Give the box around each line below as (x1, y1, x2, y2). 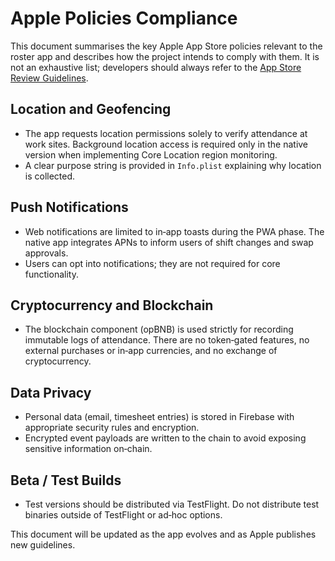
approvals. (24, 247, 69, 259)
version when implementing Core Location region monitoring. (24, 148, 278, 161)
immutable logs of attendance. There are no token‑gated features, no (24, 334, 310, 346)
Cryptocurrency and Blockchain (10, 297, 214, 314)
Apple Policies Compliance (10, 7, 238, 30)
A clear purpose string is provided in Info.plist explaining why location (24, 159, 322, 171)
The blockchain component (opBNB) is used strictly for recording (24, 323, 294, 336)
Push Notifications (10, 199, 129, 216)
